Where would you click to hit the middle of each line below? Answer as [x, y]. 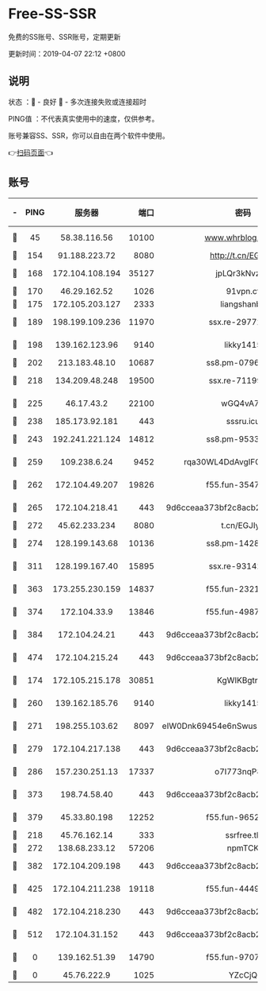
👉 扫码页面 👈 [31, 152]
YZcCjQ [243, 975]
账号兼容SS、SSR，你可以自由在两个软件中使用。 [89, 135]
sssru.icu [243, 421]
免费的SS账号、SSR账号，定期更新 [65, 37]
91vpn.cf [243, 291]
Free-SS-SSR [52, 14]
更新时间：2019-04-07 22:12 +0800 [67, 53]
